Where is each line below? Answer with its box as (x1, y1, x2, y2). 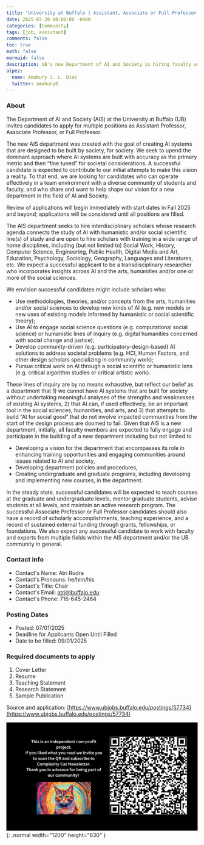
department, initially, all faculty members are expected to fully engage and (6, 426, 192, 433)
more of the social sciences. (6, 274, 77, 281)
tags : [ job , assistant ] (6, 29, 67, 35)
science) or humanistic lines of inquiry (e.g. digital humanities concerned (15, 330, 198, 337)
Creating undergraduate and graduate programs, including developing (15, 470, 191, 477)
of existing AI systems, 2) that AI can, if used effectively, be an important (6, 400, 188, 407)
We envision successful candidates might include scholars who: (6, 285, 167, 293)
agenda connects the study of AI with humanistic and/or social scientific (6, 229, 187, 236)
